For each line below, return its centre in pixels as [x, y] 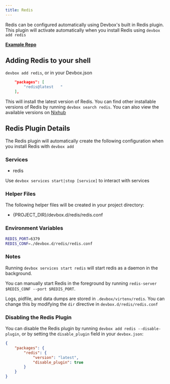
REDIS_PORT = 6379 [23, 239]
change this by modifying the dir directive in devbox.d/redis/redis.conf [82, 304]
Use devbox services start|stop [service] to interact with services [77, 181]
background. [19, 273]
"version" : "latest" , [56, 357]
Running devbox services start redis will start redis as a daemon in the [82, 268]
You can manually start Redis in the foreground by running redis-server [81, 283]
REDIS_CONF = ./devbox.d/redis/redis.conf [49, 244]
